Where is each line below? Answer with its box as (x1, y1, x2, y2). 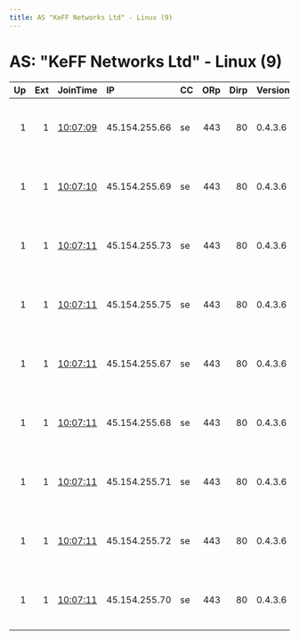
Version (256, 84, 291, 96)
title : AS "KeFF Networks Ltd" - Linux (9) (9, 12, 174, 22)
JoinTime (57, 84, 98, 96)
